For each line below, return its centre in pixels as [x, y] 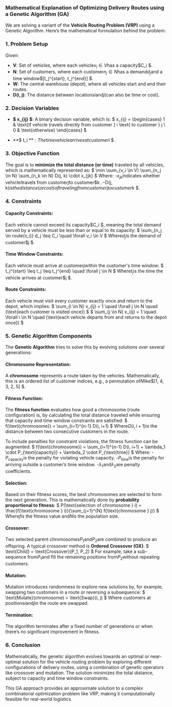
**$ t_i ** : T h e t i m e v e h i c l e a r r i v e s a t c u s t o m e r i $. [64, 140]
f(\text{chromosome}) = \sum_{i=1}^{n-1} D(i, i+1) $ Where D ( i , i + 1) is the [81, 426]
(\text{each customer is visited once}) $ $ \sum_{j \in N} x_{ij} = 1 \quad [81, 312]
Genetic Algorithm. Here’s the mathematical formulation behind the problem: [86, 31]
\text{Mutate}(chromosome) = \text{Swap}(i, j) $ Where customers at [78, 598]
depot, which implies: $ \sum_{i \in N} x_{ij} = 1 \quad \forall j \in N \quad [81, 306]
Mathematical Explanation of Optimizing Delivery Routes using [85, 8]
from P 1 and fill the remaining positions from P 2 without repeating [93, 558]
